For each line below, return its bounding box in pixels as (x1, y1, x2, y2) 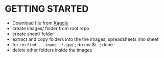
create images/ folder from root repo (12, 25, 89, 31)
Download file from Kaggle (12, 20, 68, 26)
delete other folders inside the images (12, 47, 92, 53)
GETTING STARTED (5, 3, 89, 15)
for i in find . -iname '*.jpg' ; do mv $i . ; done (12, 41, 113, 47)
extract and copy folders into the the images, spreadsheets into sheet (12, 36, 159, 42)
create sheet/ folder (12, 31, 54, 37)
